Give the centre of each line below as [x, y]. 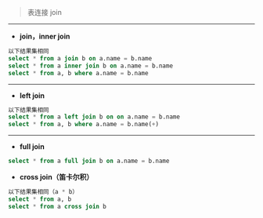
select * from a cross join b [58, 206]
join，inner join [45, 36]
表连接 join [45, 12]
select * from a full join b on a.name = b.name [89, 161]
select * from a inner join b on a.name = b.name [91, 66]
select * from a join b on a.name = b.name [80, 58]
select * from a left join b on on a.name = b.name [94, 117]
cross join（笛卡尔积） [56, 177]
